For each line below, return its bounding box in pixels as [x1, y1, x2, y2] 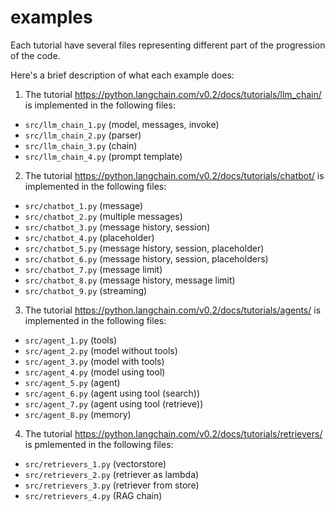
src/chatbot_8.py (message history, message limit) [24, 274, 236, 286]
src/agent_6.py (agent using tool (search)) [24, 387, 201, 399]
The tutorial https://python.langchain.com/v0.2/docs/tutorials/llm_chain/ [24, 88, 322, 100]
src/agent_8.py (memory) [24, 408, 132, 420]
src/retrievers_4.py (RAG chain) [24, 489, 163, 501]
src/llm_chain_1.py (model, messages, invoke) [24, 118, 220, 130]
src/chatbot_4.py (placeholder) [24, 231, 155, 243]
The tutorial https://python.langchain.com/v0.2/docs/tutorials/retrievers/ [24, 427, 323, 440]
